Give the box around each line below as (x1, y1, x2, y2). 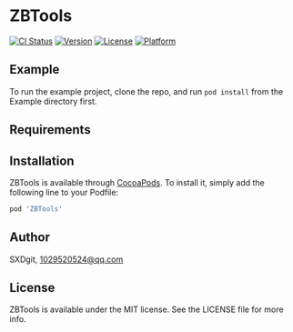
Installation (9, 153, 75, 168)
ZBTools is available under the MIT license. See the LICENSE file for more (9, 304, 284, 315)
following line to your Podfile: (9, 186, 119, 197)
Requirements (9, 122, 91, 137)
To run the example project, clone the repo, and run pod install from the (9, 86, 284, 96)
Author (9, 229, 50, 246)
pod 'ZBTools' (9, 204, 64, 214)
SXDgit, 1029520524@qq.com (9, 254, 124, 265)
